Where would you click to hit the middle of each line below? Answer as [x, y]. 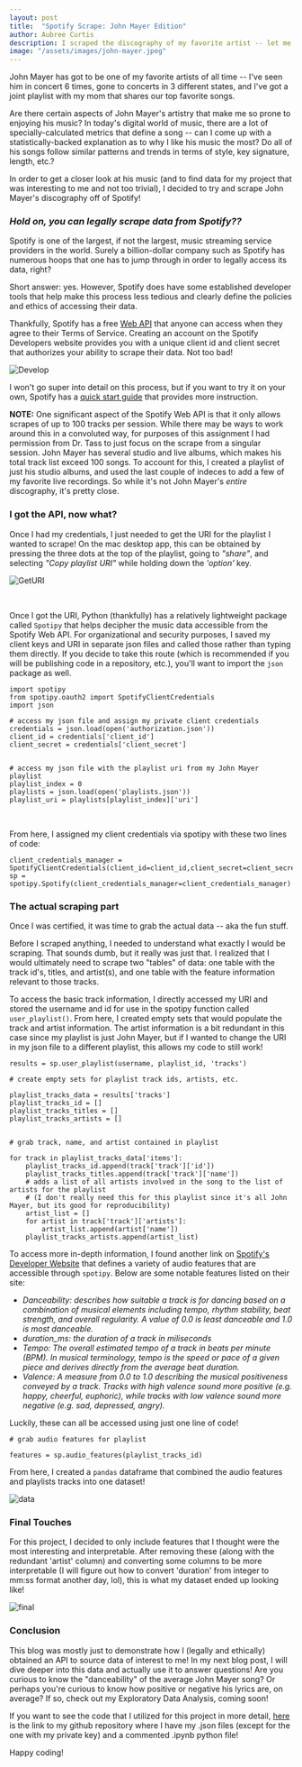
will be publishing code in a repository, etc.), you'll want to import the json [147, 663]
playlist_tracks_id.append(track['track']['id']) [120, 1167]
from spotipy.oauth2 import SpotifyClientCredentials [112, 697]
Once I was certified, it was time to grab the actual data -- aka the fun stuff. [149, 926]
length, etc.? [32, 161]
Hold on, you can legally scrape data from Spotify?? [126, 222]
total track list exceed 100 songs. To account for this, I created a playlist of [147, 462]
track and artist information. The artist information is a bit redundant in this [147, 1028]
